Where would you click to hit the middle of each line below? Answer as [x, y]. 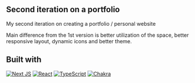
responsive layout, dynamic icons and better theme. [69, 41]
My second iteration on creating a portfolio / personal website [81, 23]
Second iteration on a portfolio [63, 10]
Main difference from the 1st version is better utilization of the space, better [97, 35]
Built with [24, 60]
